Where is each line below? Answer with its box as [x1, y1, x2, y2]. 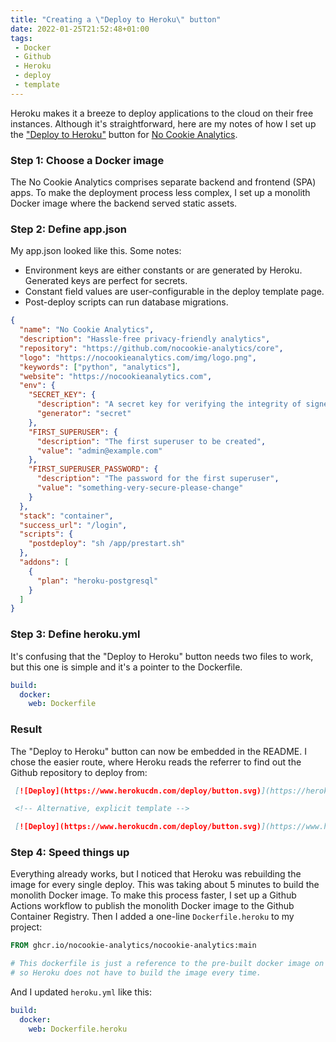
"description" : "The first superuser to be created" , [36, 436, 267, 446]
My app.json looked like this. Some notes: [10, 245, 182, 257]
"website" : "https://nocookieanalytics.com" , [19, 371, 213, 381]
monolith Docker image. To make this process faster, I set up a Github [10, 889, 297, 901]
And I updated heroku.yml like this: [10, 986, 152, 998]
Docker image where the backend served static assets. [10, 197, 238, 210]
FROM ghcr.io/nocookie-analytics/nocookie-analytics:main [10, 941, 257, 951]
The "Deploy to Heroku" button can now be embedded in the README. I [10, 745, 307, 757]
